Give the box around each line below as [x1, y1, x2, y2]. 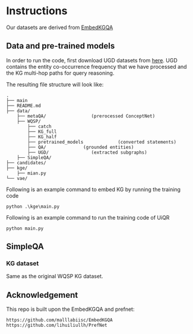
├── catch [27, 123, 52, 129]
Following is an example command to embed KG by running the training [6, 186, 181, 193]
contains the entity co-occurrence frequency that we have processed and [6, 63, 187, 70]
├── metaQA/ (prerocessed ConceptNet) [17, 113, 156, 119]
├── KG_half [27, 133, 58, 140]
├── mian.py [17, 170, 46, 176]
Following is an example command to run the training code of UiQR [6, 214, 170, 221]
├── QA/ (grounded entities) [27, 144, 134, 150]
